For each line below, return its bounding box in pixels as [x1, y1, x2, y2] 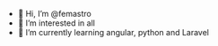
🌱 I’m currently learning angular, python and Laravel [17, 27, 209, 37]
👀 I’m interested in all [17, 18, 96, 28]
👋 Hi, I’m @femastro [17, 9, 92, 19]
